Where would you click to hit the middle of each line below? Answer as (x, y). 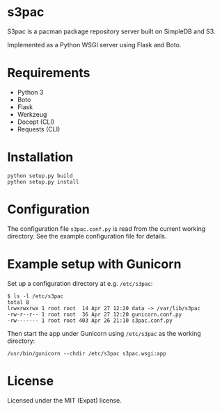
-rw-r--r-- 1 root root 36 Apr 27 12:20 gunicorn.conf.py (95, 314)
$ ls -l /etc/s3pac (35, 296)
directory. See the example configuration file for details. (87, 236)
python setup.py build (40, 176)
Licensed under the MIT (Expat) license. (64, 400)
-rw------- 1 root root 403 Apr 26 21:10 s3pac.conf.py (90, 321)
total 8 (18, 302)
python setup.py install (43, 182)
